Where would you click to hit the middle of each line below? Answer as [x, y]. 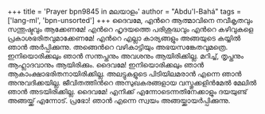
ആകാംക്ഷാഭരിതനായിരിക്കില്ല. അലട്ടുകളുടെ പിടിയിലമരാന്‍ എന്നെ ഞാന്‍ [125, 74]
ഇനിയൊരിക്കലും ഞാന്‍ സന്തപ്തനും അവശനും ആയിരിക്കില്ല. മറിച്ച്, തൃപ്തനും [126, 56]
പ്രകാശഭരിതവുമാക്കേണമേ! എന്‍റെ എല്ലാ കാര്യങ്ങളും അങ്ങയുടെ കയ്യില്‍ [124, 38]
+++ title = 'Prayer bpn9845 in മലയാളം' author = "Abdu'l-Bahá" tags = [125, 11]
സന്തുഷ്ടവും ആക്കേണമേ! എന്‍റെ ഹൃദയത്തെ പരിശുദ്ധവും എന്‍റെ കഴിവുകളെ [131, 29]
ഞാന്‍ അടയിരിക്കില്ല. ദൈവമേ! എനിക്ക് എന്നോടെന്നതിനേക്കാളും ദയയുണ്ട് [127, 91]
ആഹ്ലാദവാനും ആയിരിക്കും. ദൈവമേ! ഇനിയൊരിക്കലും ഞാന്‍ [106, 65]
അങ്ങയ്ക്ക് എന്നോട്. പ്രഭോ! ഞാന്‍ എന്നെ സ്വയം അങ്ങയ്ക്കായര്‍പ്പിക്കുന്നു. [119, 101]
